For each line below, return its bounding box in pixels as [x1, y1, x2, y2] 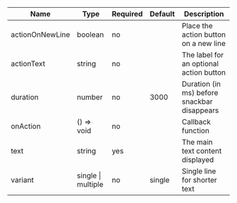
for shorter [181, 176, 217, 185]
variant [11, 176, 34, 185]
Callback [181, 117, 212, 126]
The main [181, 137, 213, 147]
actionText [11, 59, 46, 68]
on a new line [181, 39, 226, 48]
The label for [181, 50, 224, 59]
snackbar [181, 97, 213, 106]
